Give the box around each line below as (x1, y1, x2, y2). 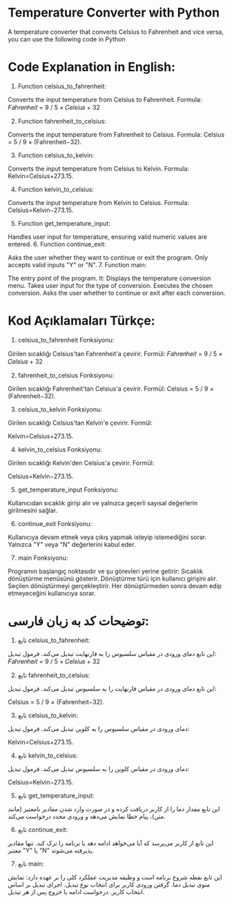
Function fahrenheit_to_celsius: (17, 117, 106, 125)
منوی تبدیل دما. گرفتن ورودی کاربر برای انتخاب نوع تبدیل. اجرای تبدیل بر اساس (8, 880, 210, 889)
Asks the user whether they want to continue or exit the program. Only (8, 253, 209, 262)
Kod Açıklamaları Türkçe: (8, 313, 155, 329)
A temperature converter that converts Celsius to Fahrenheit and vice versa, (8, 28, 224, 36)
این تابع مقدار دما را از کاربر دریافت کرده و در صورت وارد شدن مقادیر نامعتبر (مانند (8, 804, 220, 813)
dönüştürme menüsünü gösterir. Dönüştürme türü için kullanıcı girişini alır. (8, 574, 218, 583)
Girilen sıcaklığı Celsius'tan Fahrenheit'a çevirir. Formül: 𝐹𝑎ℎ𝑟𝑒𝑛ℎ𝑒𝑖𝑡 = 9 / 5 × (8, 349, 223, 358)
